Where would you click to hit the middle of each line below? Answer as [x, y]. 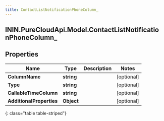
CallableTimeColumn [33, 93]
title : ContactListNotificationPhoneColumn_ [52, 10]
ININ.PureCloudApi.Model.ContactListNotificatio [82, 30]
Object [71, 101]
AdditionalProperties [33, 101]
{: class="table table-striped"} [36, 113]
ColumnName [24, 76]
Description [98, 68]
